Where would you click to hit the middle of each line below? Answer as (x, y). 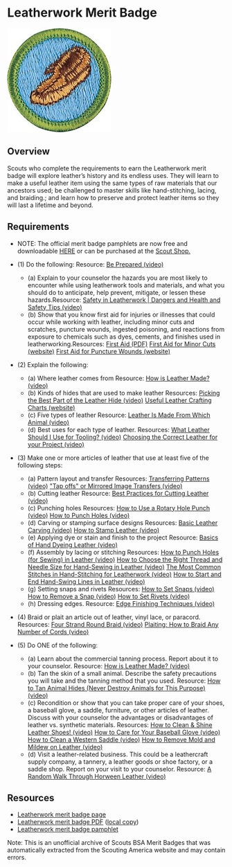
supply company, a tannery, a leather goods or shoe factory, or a (120, 761)
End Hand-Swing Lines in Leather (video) (86, 581)
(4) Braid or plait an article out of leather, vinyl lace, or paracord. (109, 617)
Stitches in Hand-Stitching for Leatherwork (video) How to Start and (124, 574)
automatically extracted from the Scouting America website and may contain (116, 850)
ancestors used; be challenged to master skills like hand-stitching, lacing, (112, 190)
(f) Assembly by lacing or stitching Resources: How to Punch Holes (123, 552)
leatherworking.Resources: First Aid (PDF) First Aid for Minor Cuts (122, 343)
